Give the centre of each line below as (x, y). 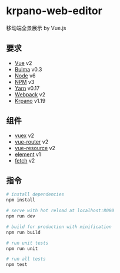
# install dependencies (35, 194)
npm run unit (22, 248)
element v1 (28, 154)
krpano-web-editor (54, 11)
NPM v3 (24, 82)
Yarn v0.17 (27, 88)
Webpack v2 (30, 94)
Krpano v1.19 (30, 100)
